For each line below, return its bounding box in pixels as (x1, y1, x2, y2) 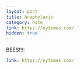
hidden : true (6, 30, 38, 36)
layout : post (6, 8, 38, 15)
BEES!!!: (6, 46, 25, 53)
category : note (6, 19, 43, 25)
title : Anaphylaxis (6, 14, 54, 20)
